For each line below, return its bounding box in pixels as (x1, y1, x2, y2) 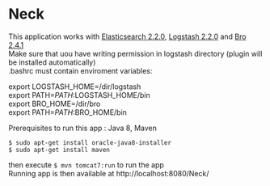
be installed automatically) (8, 57, 96, 67)
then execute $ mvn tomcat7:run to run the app (8, 159, 164, 170)
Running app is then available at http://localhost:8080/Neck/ (8, 168, 209, 178)
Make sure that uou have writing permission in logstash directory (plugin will (8, 49, 263, 58)
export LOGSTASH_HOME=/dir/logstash (8, 82, 141, 91)
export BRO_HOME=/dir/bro (8, 99, 101, 108)
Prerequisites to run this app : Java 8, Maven (8, 123, 158, 133)
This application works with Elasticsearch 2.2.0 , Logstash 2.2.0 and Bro (8, 32, 247, 41)
